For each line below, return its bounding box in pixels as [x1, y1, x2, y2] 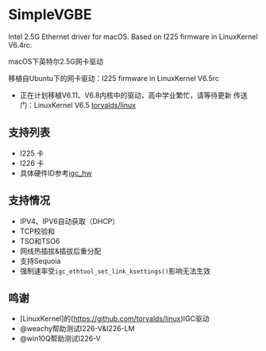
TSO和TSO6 [19, 236, 60, 245]
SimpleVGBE [8, 6, 93, 24]
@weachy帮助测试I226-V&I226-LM [19, 324, 135, 334]
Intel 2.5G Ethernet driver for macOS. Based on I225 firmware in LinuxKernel [8, 32, 258, 41]
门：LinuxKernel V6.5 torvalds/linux [19, 100, 137, 110]
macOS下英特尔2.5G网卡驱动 [8, 56, 103, 66]
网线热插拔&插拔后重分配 [19, 246, 102, 256]
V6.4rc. [8, 40, 33, 49]
